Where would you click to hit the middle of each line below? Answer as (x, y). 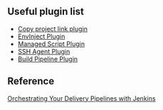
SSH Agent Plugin (44, 51)
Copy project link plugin (52, 28)
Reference (31, 81)
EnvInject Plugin (41, 36)
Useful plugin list (46, 12)
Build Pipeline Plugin (48, 59)
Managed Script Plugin (51, 44)
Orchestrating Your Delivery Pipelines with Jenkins (81, 98)
